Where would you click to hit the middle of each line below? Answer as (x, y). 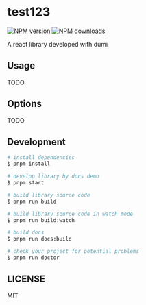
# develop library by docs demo (53, 176)
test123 (29, 12)
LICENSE (26, 279)
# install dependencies (41, 158)
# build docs (26, 233)
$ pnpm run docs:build (39, 239)
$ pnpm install (29, 164)
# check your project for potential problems (73, 252)
